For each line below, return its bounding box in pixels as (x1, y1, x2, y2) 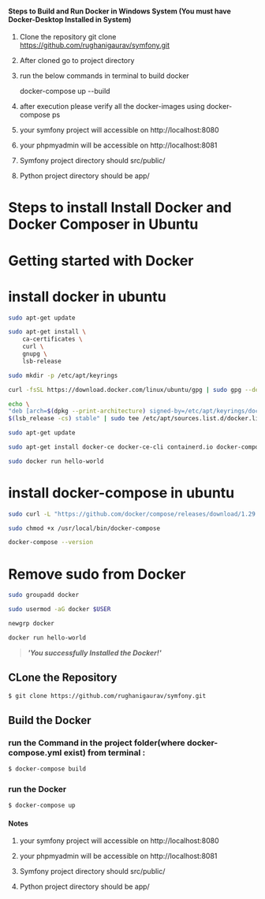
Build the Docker (8, 714, 92, 727)
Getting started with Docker (8, 252, 194, 270)
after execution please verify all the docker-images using (19, 102, 205, 111)
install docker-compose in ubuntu (8, 483, 235, 502)
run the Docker (8, 783, 67, 794)
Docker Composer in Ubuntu (8, 215, 199, 233)
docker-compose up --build (19, 87, 110, 96)
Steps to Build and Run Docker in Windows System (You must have (8, 6, 231, 16)
